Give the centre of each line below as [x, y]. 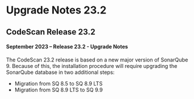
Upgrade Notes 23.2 [56, 10]
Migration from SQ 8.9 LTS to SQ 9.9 [59, 90]
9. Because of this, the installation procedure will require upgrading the [92, 66]
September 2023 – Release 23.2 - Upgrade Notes [67, 47]
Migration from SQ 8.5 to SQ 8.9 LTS [58, 83]
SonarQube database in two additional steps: [60, 72]
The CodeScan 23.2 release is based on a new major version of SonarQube [97, 60]
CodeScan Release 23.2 [51, 32]
